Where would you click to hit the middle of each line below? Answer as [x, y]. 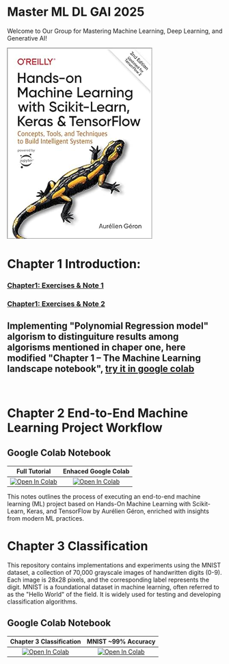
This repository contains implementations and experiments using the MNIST [114, 565]
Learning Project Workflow [85, 428]
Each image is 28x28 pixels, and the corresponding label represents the [108, 580]
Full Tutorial [33, 471]
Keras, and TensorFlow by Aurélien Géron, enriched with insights [118, 511]
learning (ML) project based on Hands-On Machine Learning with [99, 504]
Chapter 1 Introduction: [74, 264]
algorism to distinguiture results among [93, 337]
